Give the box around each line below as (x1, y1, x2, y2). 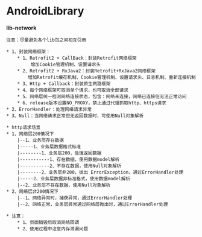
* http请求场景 (6, 124, 41, 130)
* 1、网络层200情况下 (6, 131, 54, 137)
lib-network (6, 24, 37, 31)
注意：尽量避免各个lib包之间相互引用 (6, 37, 86, 43)
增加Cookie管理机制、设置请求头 (30, 62, 101, 68)
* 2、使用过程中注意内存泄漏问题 (17, 226, 89, 232)
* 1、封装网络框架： (6, 48, 51, 55)
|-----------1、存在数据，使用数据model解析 (17, 156, 120, 162)
